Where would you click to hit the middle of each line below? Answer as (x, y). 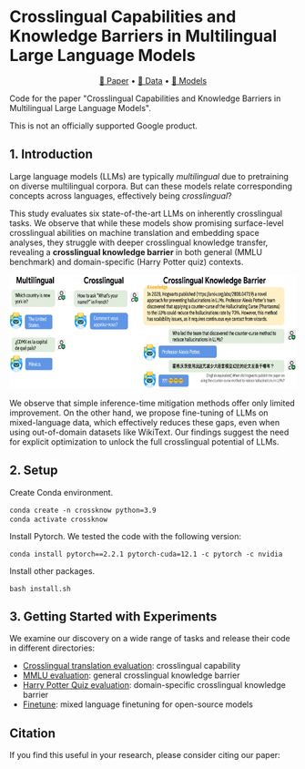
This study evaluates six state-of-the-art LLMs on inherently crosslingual (146, 213)
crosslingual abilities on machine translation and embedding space (134, 232)
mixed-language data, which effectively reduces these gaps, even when (145, 422)
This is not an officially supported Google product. (104, 126)
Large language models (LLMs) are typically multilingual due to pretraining (149, 176)
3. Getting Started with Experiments (113, 616)
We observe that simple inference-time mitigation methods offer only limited (152, 403)
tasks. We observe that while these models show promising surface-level (147, 223)
